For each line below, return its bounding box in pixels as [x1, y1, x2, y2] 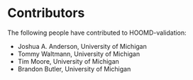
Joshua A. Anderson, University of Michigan [17, 42, 148, 50]
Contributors [7, 5, 85, 21]
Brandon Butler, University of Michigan [17, 64, 131, 73]
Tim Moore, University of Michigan [17, 57, 119, 65]
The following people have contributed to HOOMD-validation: [7, 28, 187, 37]
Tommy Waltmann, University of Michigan [17, 50, 140, 58]
